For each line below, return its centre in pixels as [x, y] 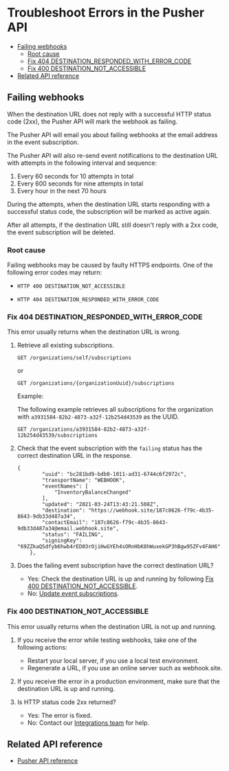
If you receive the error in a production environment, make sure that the [118, 681]
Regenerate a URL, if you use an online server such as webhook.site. [125, 668]
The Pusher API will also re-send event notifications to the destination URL [112, 155]
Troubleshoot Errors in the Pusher [106, 13]
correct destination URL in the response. [74, 456]
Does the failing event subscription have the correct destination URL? [116, 565]
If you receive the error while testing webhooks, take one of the [107, 640]
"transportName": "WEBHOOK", [84, 481]
